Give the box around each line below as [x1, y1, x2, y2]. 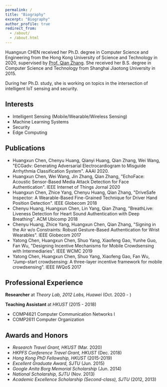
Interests [5, 100, 34, 108]
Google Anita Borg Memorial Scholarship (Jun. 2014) [12, 366, 121, 372]
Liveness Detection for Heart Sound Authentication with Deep [12, 210, 140, 216]
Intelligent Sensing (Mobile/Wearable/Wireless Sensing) [12, 113, 127, 119]
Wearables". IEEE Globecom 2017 [12, 232, 81, 238]
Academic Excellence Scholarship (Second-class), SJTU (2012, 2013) [12, 376, 156, 382]
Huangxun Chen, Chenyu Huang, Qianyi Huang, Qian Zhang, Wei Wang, [12, 157, 160, 163]
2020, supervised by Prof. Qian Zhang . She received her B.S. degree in [5, 60, 151, 66]
